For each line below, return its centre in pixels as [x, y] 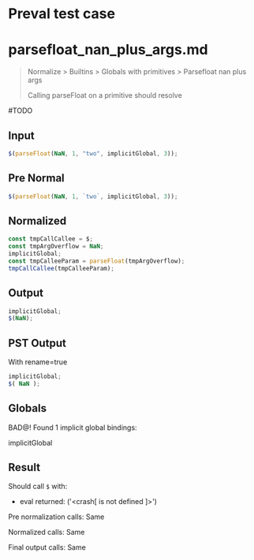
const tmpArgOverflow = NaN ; [56, 246]
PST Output [37, 343]
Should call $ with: [38, 487]
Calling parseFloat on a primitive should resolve [105, 95]
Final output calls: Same [47, 547]
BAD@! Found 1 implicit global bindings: [73, 427]
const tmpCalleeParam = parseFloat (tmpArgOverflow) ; [97, 261]
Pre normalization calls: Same [56, 517]
